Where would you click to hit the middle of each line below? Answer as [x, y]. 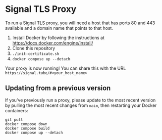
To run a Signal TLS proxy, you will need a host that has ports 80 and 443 [80, 23]
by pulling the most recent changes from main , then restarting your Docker [81, 105]
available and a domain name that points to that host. [59, 28]
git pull [14, 120]
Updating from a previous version [58, 88]
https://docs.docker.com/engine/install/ [53, 43]
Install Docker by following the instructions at [58, 38]
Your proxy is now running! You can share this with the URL [66, 68]
